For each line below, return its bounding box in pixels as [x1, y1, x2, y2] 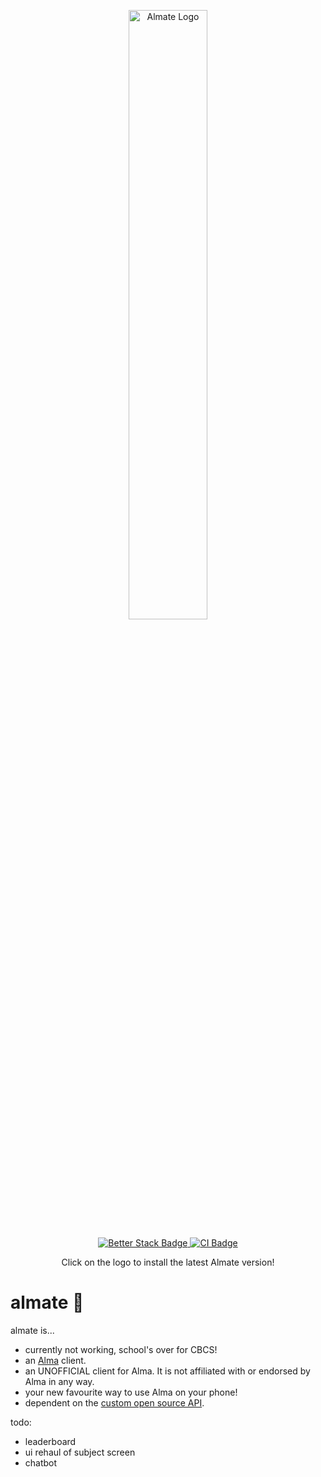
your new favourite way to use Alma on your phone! [24, 1386, 238, 1398]
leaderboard [24, 1435, 77, 1447]
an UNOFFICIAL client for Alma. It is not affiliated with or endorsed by [24, 1365, 311, 1377]
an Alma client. [24, 1354, 87, 1366]
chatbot [24, 1456, 58, 1469]
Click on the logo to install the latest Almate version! [61, 1256, 275, 1268]
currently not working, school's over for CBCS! [24, 1343, 218, 1355]
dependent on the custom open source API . [24, 1396, 205, 1409]
